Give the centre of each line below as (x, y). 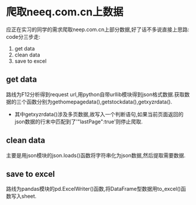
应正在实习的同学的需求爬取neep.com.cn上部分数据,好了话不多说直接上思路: (98, 29)
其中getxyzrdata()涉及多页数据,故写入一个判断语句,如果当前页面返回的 (99, 114)
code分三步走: (23, 36)
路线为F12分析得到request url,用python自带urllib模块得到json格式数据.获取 (95, 94)
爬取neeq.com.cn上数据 (65, 12)
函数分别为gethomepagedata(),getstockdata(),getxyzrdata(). (99, 102)
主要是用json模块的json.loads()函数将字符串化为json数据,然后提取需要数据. (96, 155)
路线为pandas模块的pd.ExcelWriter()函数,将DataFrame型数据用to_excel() (94, 189)
